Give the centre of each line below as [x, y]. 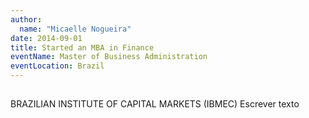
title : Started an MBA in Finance [82, 47]
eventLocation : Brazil [57, 66]
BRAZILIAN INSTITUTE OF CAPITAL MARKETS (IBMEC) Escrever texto [155, 104]
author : [26, 19]
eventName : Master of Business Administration [109, 57]
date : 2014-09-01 [46, 38]
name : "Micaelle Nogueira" [75, 29]
